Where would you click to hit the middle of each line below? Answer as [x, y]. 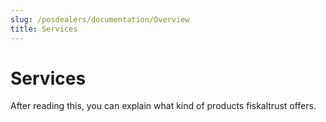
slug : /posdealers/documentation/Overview [100, 19]
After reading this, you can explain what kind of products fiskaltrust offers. [163, 106]
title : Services [44, 29]
